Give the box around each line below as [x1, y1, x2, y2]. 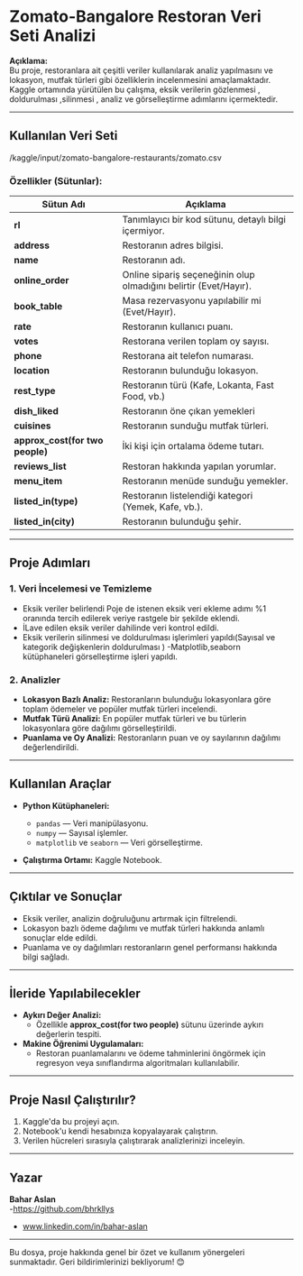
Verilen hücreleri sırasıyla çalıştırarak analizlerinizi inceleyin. [22, 1135, 245, 1146]
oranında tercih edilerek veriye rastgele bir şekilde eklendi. [22, 612, 241, 623]
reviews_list [14, 460, 67, 473]
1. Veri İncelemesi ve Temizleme [9, 583, 152, 595]
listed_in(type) [14, 495, 78, 508]
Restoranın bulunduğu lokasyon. [122, 364, 259, 377]
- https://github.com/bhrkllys [9, 1204, 115, 1215]
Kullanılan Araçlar [9, 776, 112, 792]
